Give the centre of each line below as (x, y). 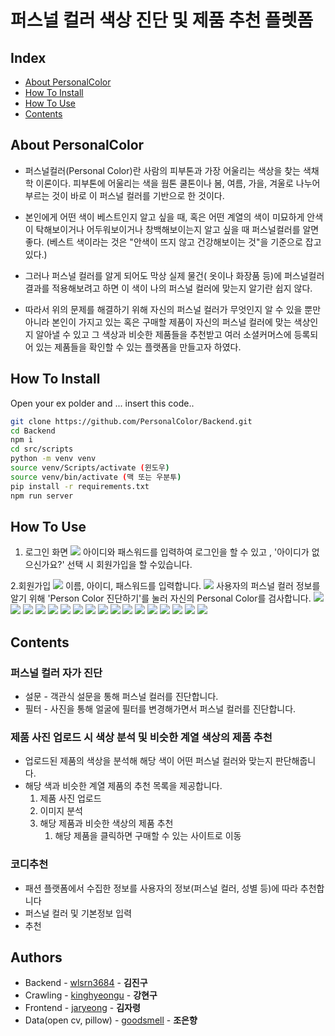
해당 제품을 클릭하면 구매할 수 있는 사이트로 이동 (148, 836)
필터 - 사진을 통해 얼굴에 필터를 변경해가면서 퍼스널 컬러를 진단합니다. (160, 709)
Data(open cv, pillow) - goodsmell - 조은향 (111, 1020)
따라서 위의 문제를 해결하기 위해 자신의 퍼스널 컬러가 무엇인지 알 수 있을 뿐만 (173, 309)
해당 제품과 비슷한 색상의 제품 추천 (106, 823)
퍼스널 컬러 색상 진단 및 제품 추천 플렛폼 (162, 20)
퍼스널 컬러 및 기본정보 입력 (78, 913)
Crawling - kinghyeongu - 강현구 (91, 995)
